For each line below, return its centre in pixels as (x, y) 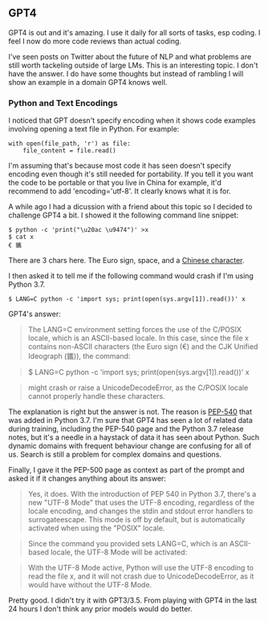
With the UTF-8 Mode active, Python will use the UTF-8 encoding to (141, 568)
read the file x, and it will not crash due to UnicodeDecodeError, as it (141, 576)
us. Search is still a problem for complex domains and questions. (115, 455)
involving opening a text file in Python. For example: (94, 129)
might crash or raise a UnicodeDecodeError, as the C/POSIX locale (138, 388)
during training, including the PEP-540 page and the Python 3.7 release (126, 429)
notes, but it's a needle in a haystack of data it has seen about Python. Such (134, 437)
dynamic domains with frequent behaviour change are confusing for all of (130, 446)
